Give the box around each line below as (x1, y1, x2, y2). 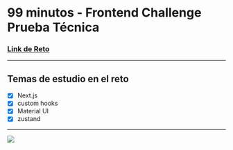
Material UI (17, 107, 49, 115)
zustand (17, 115, 41, 123)
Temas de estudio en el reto (7, 73, 130, 84)
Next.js (17, 91, 38, 100)
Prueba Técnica (7, 19, 100, 35)
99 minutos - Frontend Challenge (7, 5, 202, 21)
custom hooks (17, 99, 58, 108)
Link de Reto (7, 44, 50, 54)
